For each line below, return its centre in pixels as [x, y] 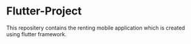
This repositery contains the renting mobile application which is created [96, 28]
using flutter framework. [36, 34]
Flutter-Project [44, 11]
